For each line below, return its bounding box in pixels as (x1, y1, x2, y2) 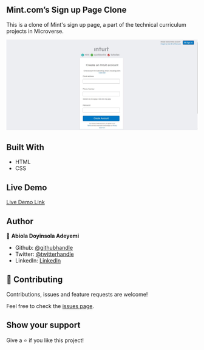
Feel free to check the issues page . (6, 302, 94, 309)
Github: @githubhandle (15, 244, 73, 251)
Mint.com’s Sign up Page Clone (6, 5, 127, 15)
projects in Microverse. (6, 27, 64, 35)
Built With (6, 142, 44, 153)
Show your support (6, 320, 81, 331)
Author (6, 216, 33, 227)
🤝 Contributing (6, 275, 63, 285)
